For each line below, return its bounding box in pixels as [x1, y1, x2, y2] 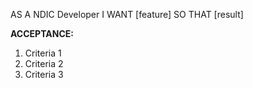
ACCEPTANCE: [10, 28, 74, 39]
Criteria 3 [24, 69, 64, 80]
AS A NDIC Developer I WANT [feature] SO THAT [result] [10, 9, 244, 20]
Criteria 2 [24, 58, 64, 69]
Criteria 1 [24, 47, 62, 59]
